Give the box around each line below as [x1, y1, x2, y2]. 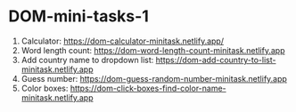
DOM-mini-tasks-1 [8, 6, 149, 27]
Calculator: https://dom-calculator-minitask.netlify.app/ [21, 36, 225, 46]
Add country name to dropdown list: [21, 54, 154, 65]
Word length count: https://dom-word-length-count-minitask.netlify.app [21, 44, 285, 55]
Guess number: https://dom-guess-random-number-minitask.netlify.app [21, 73, 287, 84]
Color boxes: [21, 83, 69, 93]
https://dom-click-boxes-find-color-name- [70, 83, 226, 93]
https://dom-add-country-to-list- [155, 54, 276, 65]
